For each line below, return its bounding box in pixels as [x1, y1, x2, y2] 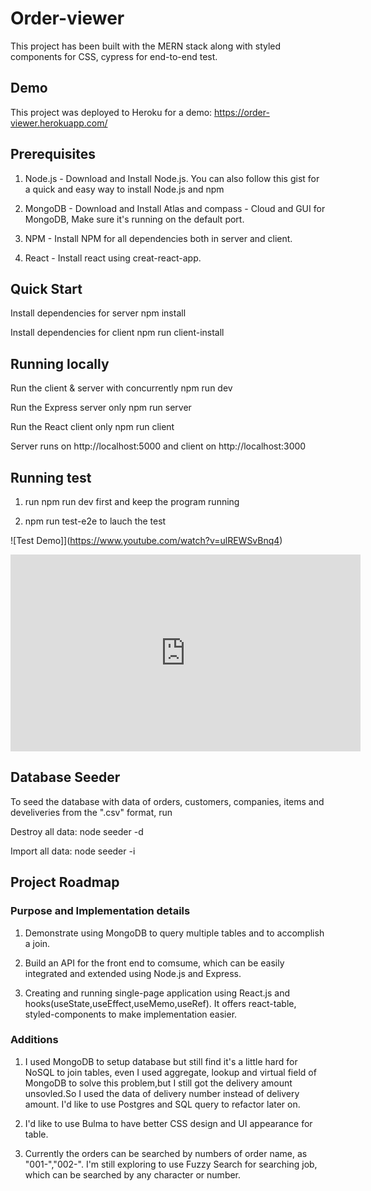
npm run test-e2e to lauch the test [24, 515, 167, 527]
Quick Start [10, 280, 83, 297]
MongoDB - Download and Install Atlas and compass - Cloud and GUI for [24, 202, 326, 214]
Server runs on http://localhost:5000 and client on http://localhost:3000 [10, 440, 307, 452]
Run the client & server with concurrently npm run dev [10, 382, 233, 394]
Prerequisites [10, 146, 96, 163]
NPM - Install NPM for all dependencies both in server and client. [24, 232, 293, 244]
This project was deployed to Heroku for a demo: [10, 106, 213, 118]
